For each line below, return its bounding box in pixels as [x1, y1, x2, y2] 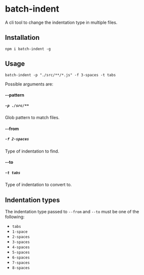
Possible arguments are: [5, 81, 53, 87]
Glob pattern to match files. [5, 115, 60, 120]
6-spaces [12, 255, 30, 260]
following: [5, 214, 25, 220]
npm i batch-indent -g [5, 46, 51, 52]
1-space [12, 229, 28, 234]
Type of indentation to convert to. [5, 182, 72, 188]
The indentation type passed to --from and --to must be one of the [5, 209, 139, 215]
